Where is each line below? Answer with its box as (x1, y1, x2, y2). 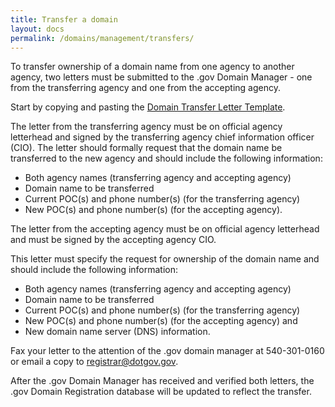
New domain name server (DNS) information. (24, 326, 211, 338)
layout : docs (10, 24, 65, 34)
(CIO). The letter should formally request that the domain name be (10, 142, 283, 154)
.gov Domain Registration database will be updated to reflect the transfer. (10, 386, 312, 398)
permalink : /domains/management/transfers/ (10, 33, 195, 43)
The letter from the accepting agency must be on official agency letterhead (10, 223, 320, 235)
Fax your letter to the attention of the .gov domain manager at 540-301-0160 (10, 345, 325, 357)
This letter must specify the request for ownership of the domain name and (10, 253, 320, 265)
